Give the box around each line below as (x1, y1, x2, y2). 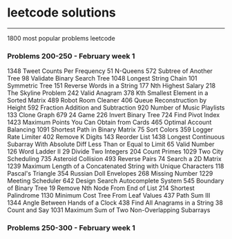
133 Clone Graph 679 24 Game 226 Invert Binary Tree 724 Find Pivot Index (7, 111, 220, 119)
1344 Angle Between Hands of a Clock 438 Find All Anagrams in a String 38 (7, 198, 223, 207)
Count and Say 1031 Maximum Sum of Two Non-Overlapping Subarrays (7, 206, 211, 214)
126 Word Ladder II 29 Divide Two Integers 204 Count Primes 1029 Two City (7, 147, 224, 156)
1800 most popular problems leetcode (7, 34, 115, 42)
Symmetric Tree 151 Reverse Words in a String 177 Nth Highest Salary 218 (7, 81, 216, 90)
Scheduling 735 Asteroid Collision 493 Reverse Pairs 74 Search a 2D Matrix (7, 155, 222, 163)
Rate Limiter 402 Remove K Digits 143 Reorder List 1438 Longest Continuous (7, 133, 225, 141)
